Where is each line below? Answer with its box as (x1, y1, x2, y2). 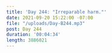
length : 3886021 (6, 37, 47, 43)
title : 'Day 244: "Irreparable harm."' (6, 9, 107, 15)
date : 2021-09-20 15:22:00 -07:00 (6, 15, 94, 21)
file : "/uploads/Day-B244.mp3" (6, 20, 85, 26)
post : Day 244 (6, 26, 42, 32)
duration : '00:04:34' (6, 32, 61, 38)
